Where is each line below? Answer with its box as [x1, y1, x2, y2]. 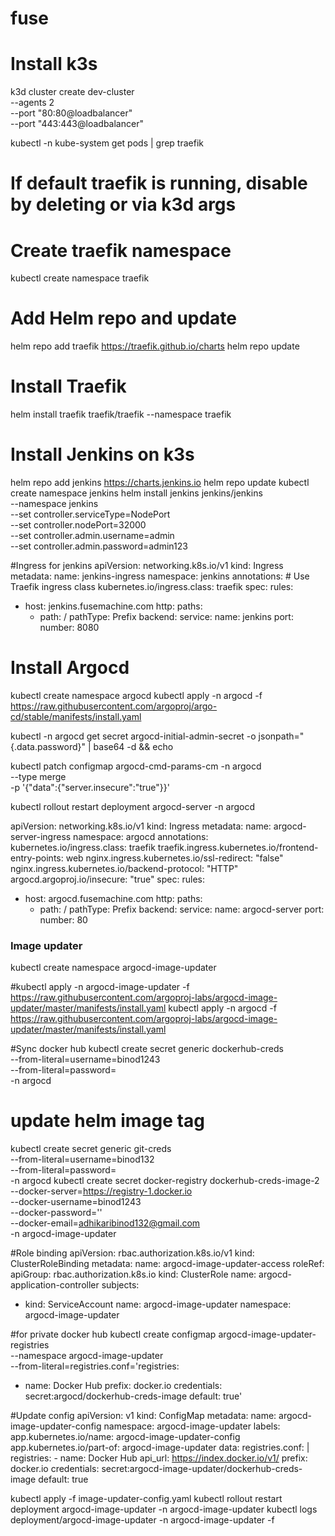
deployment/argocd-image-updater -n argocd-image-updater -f [10, 1514, 275, 1526]
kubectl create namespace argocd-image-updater [10, 962, 217, 974]
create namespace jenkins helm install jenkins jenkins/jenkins [10, 487, 263, 499]
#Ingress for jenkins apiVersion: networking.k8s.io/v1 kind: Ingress [10, 560, 284, 572]
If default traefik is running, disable [10, 172, 308, 195]
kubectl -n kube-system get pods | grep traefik [10, 137, 204, 149]
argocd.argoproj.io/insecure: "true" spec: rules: [10, 873, 205, 885]
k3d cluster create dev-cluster [10, 86, 135, 98]
